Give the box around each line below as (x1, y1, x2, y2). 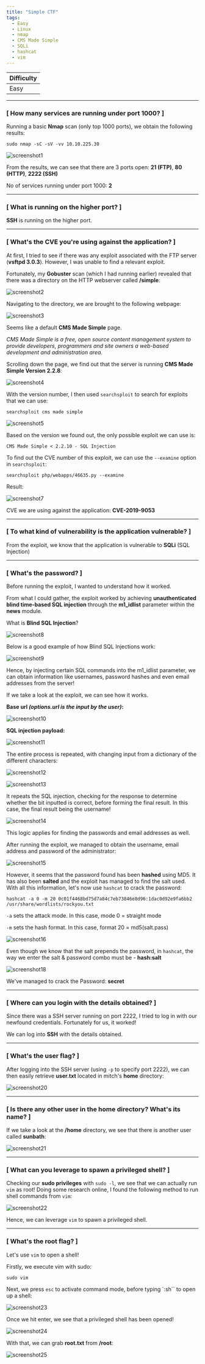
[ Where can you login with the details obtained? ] (6, 999, 157, 1007)
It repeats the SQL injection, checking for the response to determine (6, 793, 178, 800)
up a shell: (6, 1292, 32, 1299)
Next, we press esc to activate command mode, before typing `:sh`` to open (6, 1285, 196, 1293)
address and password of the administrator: (6, 847, 117, 855)
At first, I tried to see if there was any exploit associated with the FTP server (6, 252, 197, 259)
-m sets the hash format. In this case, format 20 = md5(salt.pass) (6, 924, 169, 931)
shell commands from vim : (6, 1192, 72, 1200)
